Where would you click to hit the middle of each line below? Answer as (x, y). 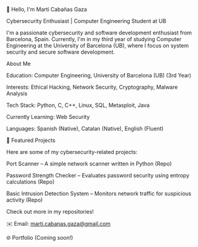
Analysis (17, 93)
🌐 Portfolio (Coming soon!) (40, 238)
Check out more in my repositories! (50, 212)
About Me (19, 64)
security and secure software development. (61, 52)
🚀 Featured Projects (31, 140)
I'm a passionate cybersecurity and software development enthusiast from (99, 33)
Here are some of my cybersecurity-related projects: (72, 152)
